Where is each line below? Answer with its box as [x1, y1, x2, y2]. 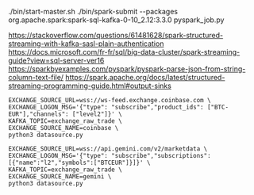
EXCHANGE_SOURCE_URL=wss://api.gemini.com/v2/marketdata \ [8, 145, 208, 153]
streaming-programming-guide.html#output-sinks [8, 81, 172, 90]
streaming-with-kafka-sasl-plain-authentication [8, 39, 164, 48]
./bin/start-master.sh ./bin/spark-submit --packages [8, 7, 179, 16]
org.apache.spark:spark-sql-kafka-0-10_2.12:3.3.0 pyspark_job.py [8, 15, 225, 25]
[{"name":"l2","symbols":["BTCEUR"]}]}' [8, 159, 144, 166]
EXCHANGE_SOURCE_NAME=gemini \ [8, 173, 112, 181]
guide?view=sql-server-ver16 [8, 55, 105, 65]
